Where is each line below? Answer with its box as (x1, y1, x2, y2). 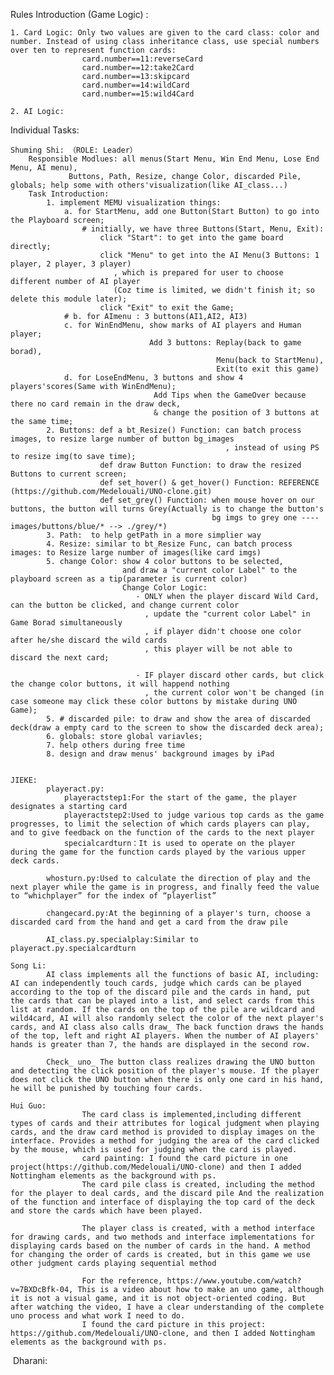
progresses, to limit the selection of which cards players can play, (10, 819, 311, 829)
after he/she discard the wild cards (10, 635, 168, 645)
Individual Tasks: (10, 124, 80, 136)
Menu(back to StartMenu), (216, 355, 325, 365)
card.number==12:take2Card (81, 63, 195, 73)
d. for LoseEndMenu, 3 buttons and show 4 (63, 373, 244, 383)
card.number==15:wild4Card (81, 89, 195, 99)
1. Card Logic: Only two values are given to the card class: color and (10, 28, 320, 38)
